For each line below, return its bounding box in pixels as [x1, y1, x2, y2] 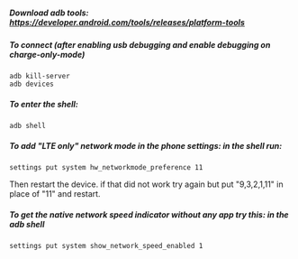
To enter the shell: [9, 98, 78, 109]
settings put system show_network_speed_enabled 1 [9, 242, 203, 251]
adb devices [9, 79, 54, 89]
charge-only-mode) [9, 49, 86, 60]
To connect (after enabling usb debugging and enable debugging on [9, 39, 271, 50]
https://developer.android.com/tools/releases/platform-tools [9, 16, 246, 27]
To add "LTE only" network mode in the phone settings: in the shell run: [9, 140, 283, 151]
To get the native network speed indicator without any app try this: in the [9, 208, 290, 220]
